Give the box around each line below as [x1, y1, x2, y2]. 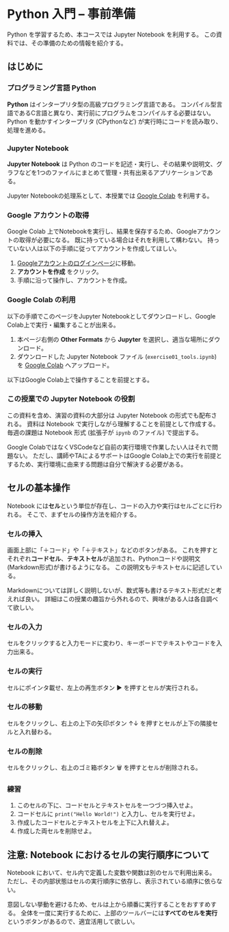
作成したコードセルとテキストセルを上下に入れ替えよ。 [16, 818, 173, 827]
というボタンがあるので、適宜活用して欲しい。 [7, 918, 139, 926]
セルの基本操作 [7, 482, 70, 494]
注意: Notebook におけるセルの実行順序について [7, 849, 210, 861]
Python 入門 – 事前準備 [7, 6, 135, 22]
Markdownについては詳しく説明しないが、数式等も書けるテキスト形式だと [7, 586, 217, 594]
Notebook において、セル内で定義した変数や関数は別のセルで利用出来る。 [7, 869, 216, 877]
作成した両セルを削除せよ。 [16, 827, 96, 835]
